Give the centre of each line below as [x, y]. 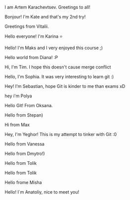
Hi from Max [17, 125]
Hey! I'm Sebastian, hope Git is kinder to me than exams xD [65, 86]
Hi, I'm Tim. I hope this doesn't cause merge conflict [58, 67]
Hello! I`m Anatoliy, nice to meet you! [42, 192]
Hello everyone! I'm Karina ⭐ [34, 36]
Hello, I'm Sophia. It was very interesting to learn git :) [59, 77]
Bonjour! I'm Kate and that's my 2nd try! [45, 17]
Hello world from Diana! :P [31, 57]
